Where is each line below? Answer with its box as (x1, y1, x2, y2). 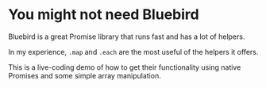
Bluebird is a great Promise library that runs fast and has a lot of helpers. (8, 32, 245, 41)
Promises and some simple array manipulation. (8, 71, 161, 80)
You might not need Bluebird (8, 6, 200, 24)
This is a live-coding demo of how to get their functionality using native (8, 62, 241, 72)
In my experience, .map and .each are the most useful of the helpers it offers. (8, 47, 259, 56)
